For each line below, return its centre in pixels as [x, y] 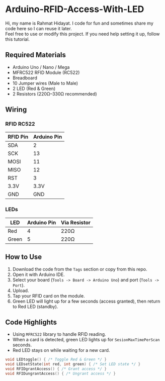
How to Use [24, 257]
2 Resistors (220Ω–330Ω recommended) [55, 93]
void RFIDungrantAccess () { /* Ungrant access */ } [60, 373]
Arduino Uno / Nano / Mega [41, 67]
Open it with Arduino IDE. [38, 274]
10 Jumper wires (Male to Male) [45, 83]
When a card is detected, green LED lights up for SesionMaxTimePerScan [86, 340]
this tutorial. [18, 39]
